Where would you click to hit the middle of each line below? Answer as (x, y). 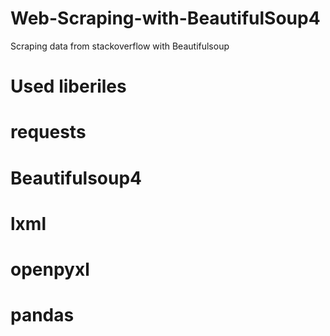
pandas (42, 315)
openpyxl (50, 269)
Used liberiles (68, 86)
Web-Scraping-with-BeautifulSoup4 (165, 18)
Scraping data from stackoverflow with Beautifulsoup (120, 46)
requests (48, 132)
